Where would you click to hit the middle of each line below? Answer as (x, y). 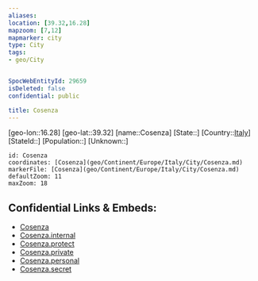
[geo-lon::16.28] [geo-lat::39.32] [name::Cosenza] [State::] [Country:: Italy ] (130, 133)
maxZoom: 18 (28, 183)
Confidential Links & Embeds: (83, 208)
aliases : (23, 15)
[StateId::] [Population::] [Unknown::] (68, 141)
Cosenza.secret (46, 269)
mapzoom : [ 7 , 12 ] (35, 30)
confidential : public (44, 96)
